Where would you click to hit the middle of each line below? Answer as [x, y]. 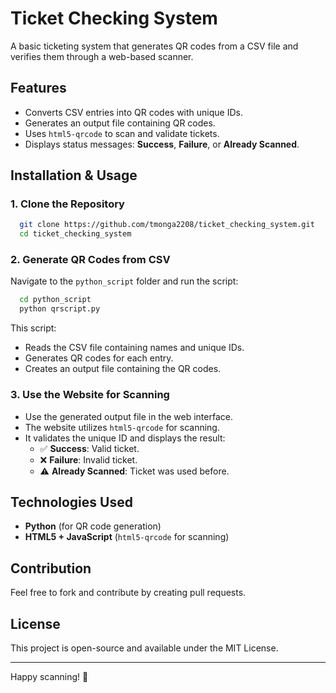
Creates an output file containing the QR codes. [123, 369]
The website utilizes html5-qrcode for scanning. [122, 427]
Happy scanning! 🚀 [49, 676]
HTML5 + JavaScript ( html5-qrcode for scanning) [127, 537]
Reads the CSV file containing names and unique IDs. [134, 348]
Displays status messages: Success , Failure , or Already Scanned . [162, 144]
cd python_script [55, 300]
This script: [33, 328]
